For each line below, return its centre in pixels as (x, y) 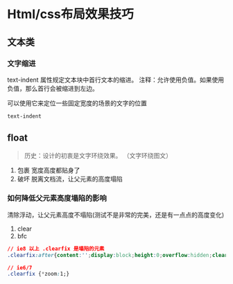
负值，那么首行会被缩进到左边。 (53, 88)
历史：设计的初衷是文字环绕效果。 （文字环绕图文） (98, 155)
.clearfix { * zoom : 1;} (38, 274)
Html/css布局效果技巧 (70, 14)
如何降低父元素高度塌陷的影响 (57, 198)
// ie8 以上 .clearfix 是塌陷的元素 (56, 249)
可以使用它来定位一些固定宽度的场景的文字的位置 (77, 103)
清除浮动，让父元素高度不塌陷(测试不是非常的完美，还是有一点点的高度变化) (116, 215)
